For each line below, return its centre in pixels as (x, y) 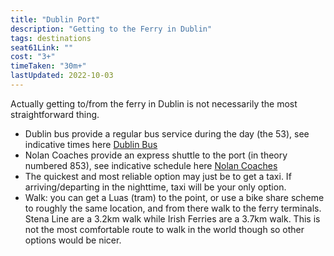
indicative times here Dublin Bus (91, 144)
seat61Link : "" (42, 47)
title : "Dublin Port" (55, 19)
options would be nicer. (73, 240)
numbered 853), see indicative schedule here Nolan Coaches (151, 165)
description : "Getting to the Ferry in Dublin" (111, 29)
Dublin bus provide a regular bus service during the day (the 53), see (167, 133)
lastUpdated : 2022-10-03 (62, 76)
